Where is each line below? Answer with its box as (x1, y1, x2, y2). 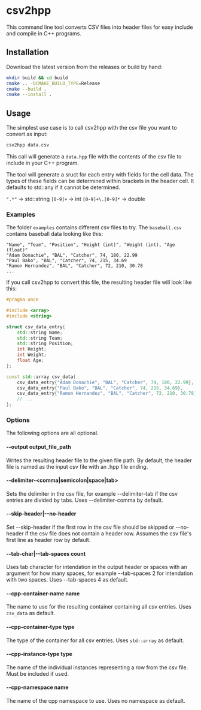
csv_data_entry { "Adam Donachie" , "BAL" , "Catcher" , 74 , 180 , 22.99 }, (17, 379, 194, 385)
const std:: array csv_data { (6, 373, 77, 380)
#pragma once (6, 296, 39, 303)
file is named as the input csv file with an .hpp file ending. (6, 463, 148, 470)
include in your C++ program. (6, 159, 79, 166)
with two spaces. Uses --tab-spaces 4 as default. (6, 576, 129, 583)
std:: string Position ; (17, 340, 74, 347)
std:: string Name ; (17, 329, 63, 335)
